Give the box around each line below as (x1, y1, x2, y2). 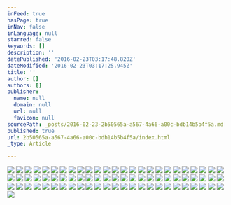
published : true (7, 127, 55, 134)
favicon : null (13, 114, 55, 121)
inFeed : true (7, 10, 45, 17)
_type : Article (7, 141, 52, 148)
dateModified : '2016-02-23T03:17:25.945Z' (7, 62, 133, 69)
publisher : (7, 88, 39, 95)
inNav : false (7, 23, 45, 30)
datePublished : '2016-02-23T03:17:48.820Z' (7, 56, 136, 63)
